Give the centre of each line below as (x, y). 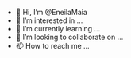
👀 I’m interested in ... (49, 20)
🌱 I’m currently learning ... (58, 29)
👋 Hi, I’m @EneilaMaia (51, 12)
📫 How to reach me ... (52, 46)
